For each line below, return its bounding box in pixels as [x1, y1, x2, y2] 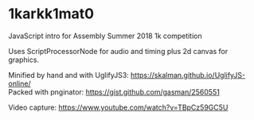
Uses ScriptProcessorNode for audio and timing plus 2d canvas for [8, 46, 229, 56]
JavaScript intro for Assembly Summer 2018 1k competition [8, 31, 202, 41]
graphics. [8, 55, 40, 64]
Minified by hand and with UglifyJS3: [8, 70, 129, 79]
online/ [8, 79, 31, 88]
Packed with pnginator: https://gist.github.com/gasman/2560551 [8, 87, 221, 96]
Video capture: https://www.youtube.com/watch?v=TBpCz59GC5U [8, 103, 229, 112]
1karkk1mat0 [8, 5, 94, 23]
